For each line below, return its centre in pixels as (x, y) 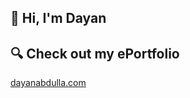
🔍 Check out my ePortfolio (95, 53)
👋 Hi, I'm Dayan (58, 18)
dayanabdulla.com (48, 83)
